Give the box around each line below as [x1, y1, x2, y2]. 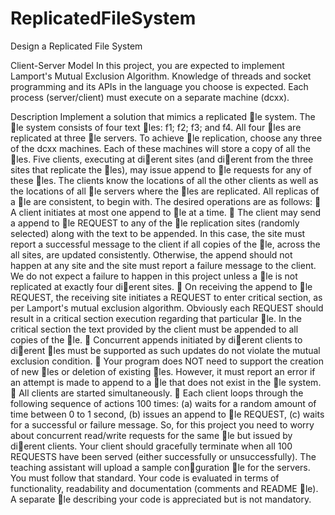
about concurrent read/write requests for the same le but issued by [10, 429, 293, 441]
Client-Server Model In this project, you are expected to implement [10, 59, 285, 71]
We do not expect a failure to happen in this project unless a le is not [10, 270, 298, 282]
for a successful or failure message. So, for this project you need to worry [10, 418, 315, 431]
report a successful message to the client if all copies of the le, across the [10, 238, 321, 250]
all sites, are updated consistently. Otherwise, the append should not [10, 248, 293, 261]
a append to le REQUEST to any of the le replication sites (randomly [10, 217, 300, 229]
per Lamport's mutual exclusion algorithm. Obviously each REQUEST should [10, 302, 324, 314]
